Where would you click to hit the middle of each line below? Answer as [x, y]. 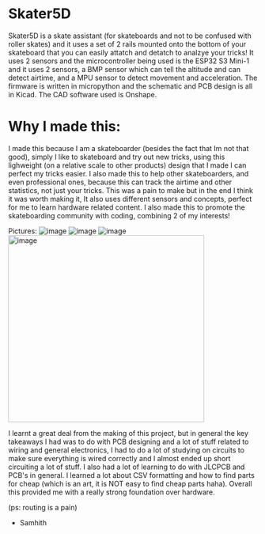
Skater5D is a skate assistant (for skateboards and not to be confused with [130, 36]
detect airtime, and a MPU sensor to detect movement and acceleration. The [133, 78]
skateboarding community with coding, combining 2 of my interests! [119, 215]
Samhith [33, 522]
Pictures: [23, 231]
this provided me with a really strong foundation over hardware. [112, 492]
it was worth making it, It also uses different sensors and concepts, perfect [130, 199]
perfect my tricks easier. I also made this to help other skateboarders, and [129, 173]
